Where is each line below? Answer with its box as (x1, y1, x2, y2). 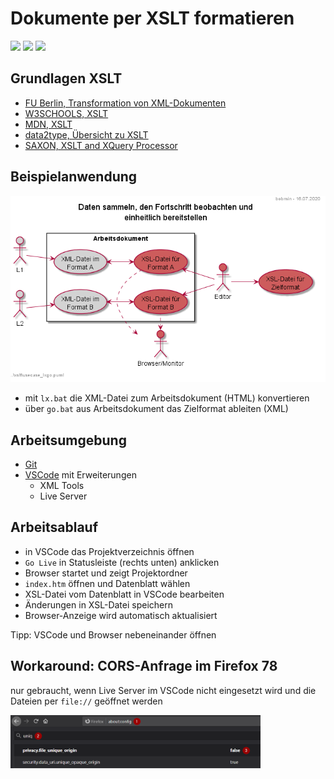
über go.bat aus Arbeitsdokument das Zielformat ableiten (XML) (24, 403, 289, 415)
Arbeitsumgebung (10, 432, 127, 449)
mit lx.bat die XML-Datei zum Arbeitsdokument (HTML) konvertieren (24, 392, 310, 404)
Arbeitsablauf (10, 519, 99, 536)
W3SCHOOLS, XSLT (24, 107, 109, 119)
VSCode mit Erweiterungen (24, 468, 137, 481)
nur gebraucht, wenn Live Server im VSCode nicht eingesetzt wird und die (10, 684, 317, 696)
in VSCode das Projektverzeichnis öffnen (24, 545, 195, 557)
